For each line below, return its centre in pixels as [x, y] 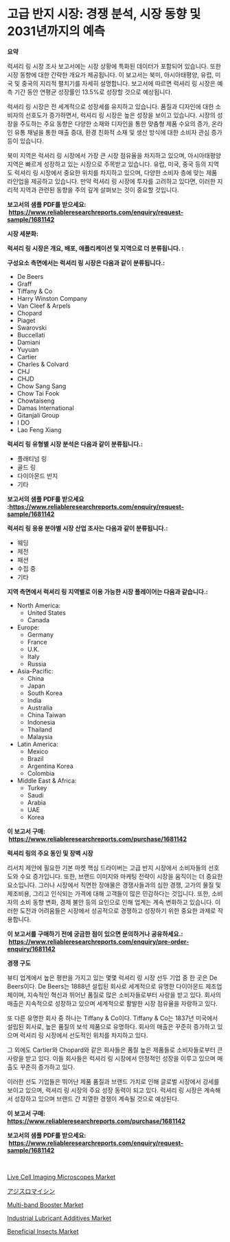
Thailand [40, 730]
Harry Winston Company [52, 298]
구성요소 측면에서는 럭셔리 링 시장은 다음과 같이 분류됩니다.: [86, 262]
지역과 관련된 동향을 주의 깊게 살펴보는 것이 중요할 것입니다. [100, 190]
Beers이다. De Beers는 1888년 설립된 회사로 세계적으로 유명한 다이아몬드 [106, 986]
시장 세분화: [23, 234]
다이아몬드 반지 [37, 475]
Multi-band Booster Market [45, 1205]
